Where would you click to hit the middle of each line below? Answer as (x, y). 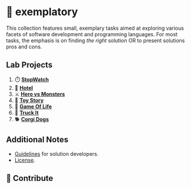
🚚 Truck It (27, 113)
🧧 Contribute (30, 178)
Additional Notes (37, 140)
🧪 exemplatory (42, 12)
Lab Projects (29, 65)
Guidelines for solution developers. (57, 153)
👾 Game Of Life (33, 106)
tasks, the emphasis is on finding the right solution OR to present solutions (95, 40)
